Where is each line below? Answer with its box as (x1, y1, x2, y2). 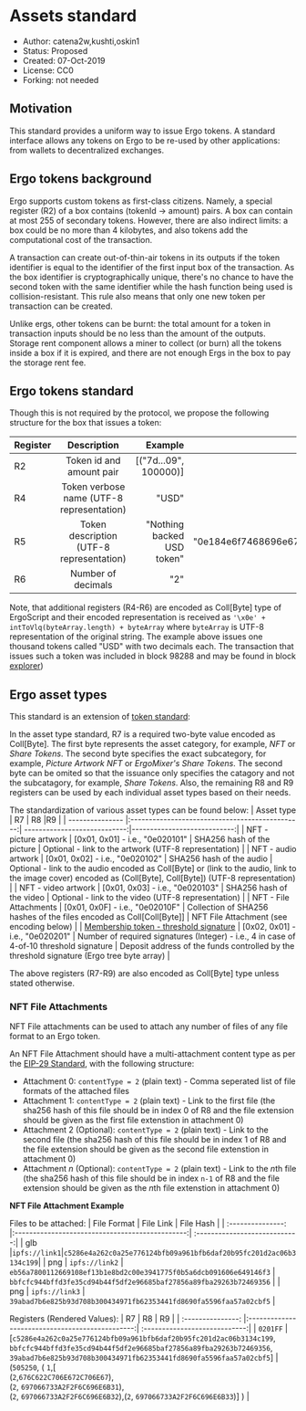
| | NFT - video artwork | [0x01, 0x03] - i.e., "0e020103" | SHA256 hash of (9, 882, 288, 893)
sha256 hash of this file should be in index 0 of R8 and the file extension (22, 1105, 294, 1116)
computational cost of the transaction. (9, 234, 153, 245)
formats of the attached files (22, 1086, 130, 1097)
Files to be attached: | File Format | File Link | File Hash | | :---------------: (9, 1218, 287, 1229)
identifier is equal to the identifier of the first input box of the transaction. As (9, 261, 295, 272)
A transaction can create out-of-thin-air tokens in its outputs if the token (9, 252, 280, 263)
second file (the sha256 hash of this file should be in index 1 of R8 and (22, 1134, 287, 1145)
